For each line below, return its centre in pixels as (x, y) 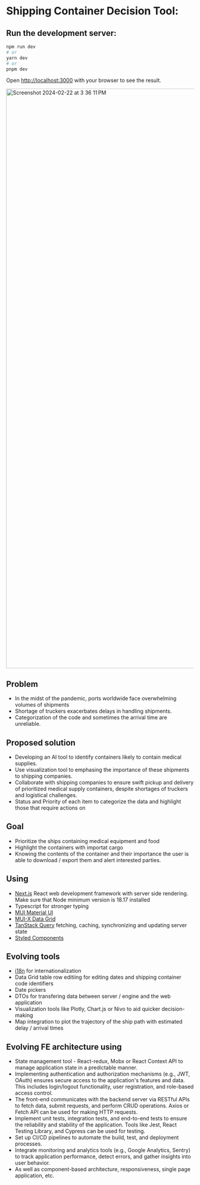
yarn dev (17, 58)
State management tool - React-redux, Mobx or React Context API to (99, 1061)
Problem (22, 684)
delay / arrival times (39, 1028)
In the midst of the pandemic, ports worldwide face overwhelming (96, 698)
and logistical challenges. (46, 795)
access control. (34, 1093)
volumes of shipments (42, 705)
